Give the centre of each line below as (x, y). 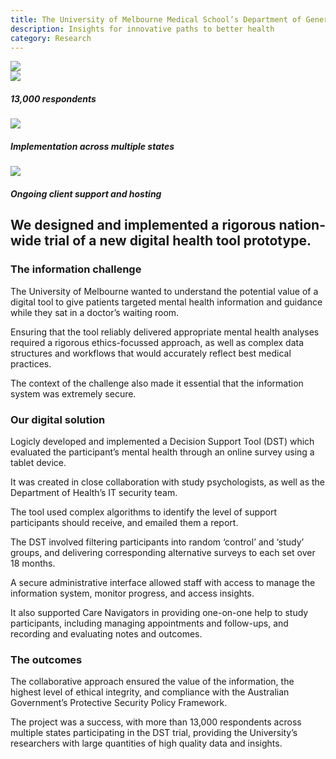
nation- (302, 225)
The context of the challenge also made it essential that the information (157, 383)
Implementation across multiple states (92, 146)
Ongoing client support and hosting (86, 193)
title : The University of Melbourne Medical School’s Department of (156, 19)
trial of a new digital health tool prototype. (178, 241)
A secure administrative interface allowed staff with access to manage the (163, 582)
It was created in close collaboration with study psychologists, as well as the (168, 482)
